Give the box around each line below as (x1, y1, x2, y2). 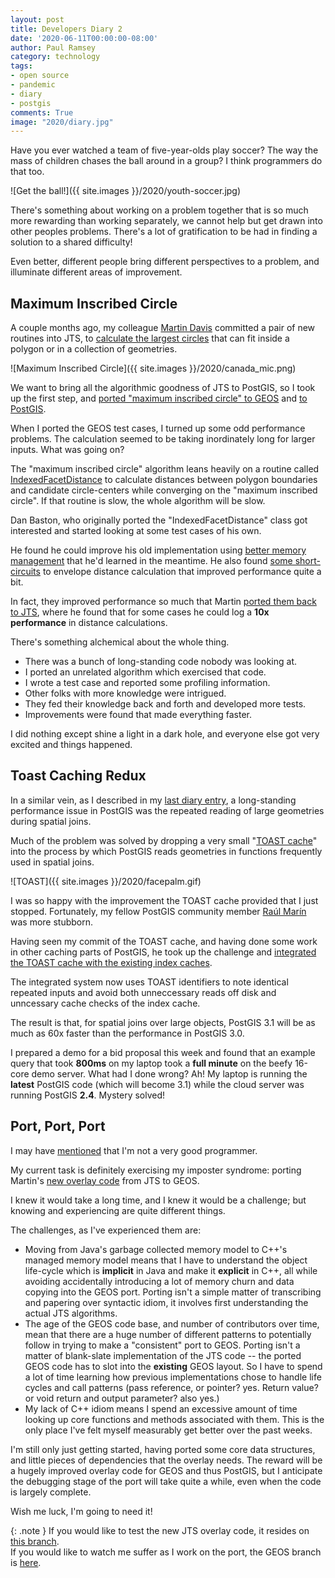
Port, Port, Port (10, 1118, 106, 1135)
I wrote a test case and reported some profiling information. (24, 677, 271, 689)
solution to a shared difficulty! (10, 236, 133, 248)
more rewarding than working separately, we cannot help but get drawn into (10, 215, 323, 227)
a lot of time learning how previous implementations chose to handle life (24, 1371, 322, 1383)
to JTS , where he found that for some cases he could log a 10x (10, 606, 270, 618)
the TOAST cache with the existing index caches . (10, 956, 213, 968)
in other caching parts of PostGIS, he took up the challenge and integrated (10, 946, 317, 958)
